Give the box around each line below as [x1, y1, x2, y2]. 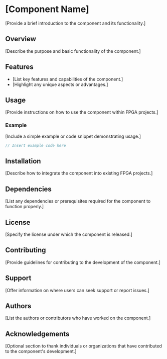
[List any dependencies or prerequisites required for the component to [5, 198, 151, 204]
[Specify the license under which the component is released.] [5, 231, 133, 237]
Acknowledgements [5, 329, 70, 338]
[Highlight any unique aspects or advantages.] [12, 81, 108, 87]
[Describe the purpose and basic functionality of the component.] [5, 48, 141, 54]
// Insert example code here [5, 143, 66, 148]
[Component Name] [5, 4, 89, 15]
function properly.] [5, 204, 44, 210]
